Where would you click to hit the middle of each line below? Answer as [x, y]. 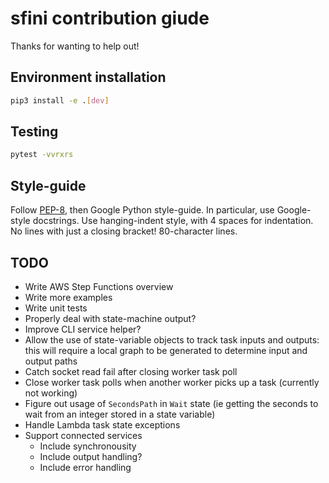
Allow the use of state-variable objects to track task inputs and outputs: [172, 339]
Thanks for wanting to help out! [75, 46]
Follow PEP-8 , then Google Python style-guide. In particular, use [142, 210]
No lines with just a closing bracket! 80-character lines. [124, 231]
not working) [51, 393]
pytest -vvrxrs [42, 155]
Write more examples [68, 297]
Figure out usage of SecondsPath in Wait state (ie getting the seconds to [171, 403]
